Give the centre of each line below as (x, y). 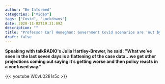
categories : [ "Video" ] (28, 14)
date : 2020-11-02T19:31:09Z (34, 23)
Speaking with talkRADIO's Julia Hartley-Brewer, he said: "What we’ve (79, 51)
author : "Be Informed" (28, 10)
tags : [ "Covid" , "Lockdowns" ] (36, 19)
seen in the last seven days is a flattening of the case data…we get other (81, 56)
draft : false (18, 37)
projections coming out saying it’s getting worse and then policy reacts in (82, 61)
